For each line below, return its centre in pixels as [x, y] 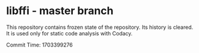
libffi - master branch [60, 11]
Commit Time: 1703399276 [39, 45]
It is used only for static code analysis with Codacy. [69, 33]
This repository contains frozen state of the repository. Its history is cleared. [99, 27]
